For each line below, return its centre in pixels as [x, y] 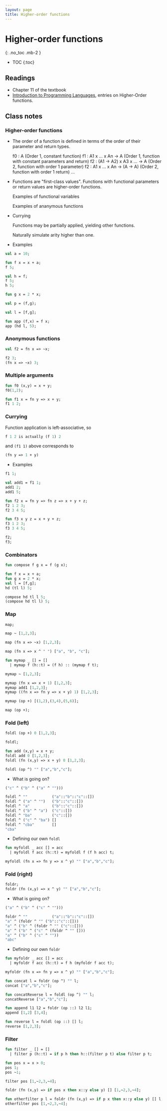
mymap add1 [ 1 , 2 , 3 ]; [27, 687]
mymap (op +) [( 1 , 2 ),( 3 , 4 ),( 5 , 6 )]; [42, 701]
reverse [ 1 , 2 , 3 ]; [23, 1026]
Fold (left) [17, 723]
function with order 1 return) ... [43, 171]
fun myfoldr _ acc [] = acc [34, 958]
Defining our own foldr [36, 949]
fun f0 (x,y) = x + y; [29, 386]
